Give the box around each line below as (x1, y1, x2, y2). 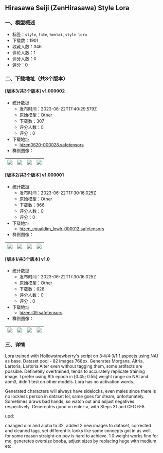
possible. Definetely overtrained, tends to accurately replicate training (5, 368, 145, 374)
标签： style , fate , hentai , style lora (12, 31, 87, 37)
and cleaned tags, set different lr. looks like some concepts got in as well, (5, 428, 152, 434)
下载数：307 (19, 118, 45, 124)
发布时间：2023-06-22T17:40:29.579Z (19, 106, 97, 111)
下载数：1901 (12, 37, 38, 43)
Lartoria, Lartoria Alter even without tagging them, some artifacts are (5, 363, 143, 369)
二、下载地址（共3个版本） (5, 75, 68, 82)
